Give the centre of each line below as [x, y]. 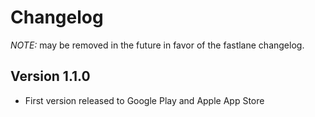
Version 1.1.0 [50, 76]
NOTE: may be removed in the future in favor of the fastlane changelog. [157, 45]
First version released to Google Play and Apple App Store [144, 100]
